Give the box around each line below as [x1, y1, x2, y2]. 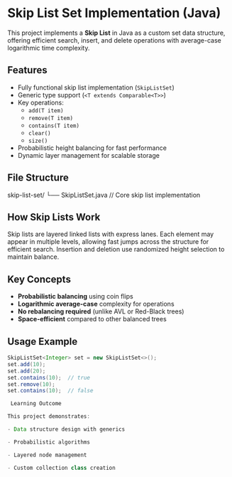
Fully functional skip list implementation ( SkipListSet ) [17, 83, 175, 92]
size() [28, 137, 48, 144]
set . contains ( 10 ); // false [7, 387, 94, 395]
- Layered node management [7, 451, 87, 459]
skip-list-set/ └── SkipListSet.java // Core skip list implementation [7, 191, 201, 199]
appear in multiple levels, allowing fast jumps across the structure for [7, 237, 209, 246]
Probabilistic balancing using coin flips [17, 292, 133, 301]
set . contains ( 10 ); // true [7, 374, 91, 381]
